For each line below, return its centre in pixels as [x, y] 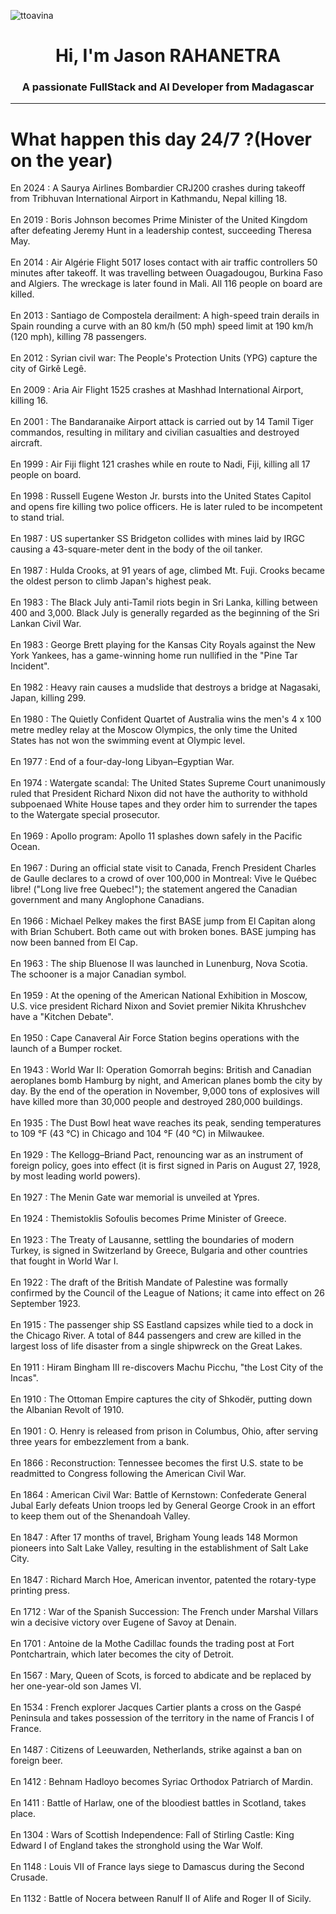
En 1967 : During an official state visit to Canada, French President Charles [163, 868]
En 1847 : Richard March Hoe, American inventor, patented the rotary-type [163, 1580]
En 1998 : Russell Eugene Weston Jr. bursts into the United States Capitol [161, 496]
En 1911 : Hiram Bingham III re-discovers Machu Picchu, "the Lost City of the [167, 1367]
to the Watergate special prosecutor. [85, 815]
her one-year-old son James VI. [76, 1686]
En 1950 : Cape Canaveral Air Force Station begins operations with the [155, 1038]
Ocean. [25, 847]
